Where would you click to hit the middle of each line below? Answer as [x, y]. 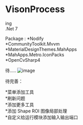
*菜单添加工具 [20, 92]
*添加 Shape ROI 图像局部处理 [36, 111]
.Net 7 [12, 28]
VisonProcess [35, 9]
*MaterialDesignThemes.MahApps [41, 49]
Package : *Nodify [24, 38]
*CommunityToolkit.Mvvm [32, 44]
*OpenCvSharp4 [23, 60]
